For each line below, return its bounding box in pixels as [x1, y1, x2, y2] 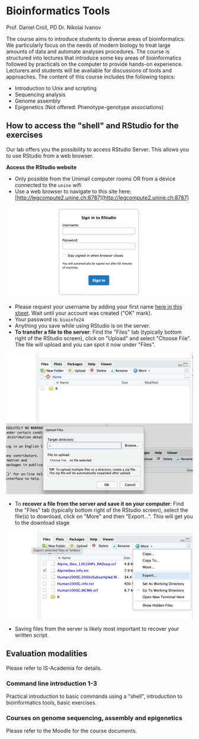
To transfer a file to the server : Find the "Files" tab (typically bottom [14, 328, 182, 335]
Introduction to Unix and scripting [14, 84, 97, 91]
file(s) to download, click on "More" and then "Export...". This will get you [14, 513, 193, 520]
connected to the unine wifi [14, 181, 82, 188]
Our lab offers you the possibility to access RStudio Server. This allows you [6, 145, 190, 153]
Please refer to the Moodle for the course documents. [6, 727, 137, 734]
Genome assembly [14, 97, 61, 104]
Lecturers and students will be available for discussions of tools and [6, 66, 172, 74]
